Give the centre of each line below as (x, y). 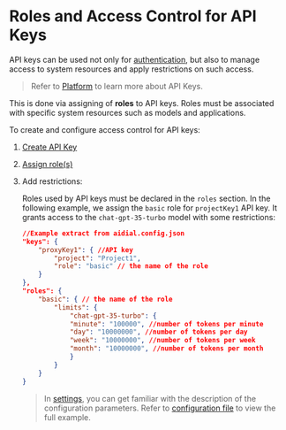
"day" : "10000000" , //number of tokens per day (158, 332)
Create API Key (49, 147)
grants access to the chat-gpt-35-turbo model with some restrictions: (149, 217)
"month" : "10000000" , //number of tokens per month (166, 349)
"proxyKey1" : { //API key (86, 250)
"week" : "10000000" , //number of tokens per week (162, 341)
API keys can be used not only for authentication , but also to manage (135, 59)
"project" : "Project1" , (98, 258)
